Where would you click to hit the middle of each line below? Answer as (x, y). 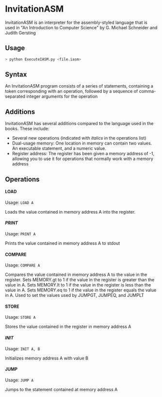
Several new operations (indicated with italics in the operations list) (79, 138)
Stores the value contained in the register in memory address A (68, 326)
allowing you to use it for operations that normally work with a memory (83, 159)
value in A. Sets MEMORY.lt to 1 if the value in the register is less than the (78, 285)
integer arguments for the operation (62, 96)
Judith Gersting (21, 33)
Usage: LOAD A (19, 202)
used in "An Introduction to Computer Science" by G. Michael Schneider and (81, 27)
